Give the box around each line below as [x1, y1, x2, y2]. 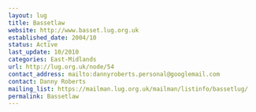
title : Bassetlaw [8, 19, 65, 27]
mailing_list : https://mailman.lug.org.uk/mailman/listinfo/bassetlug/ [8, 84, 248, 93]
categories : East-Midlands [8, 56, 97, 64]
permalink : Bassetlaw [8, 92, 80, 100]
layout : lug [8, 11, 47, 20]
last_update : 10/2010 [8, 48, 80, 56]
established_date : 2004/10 [8, 33, 97, 42]
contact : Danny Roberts [8, 77, 87, 85]
